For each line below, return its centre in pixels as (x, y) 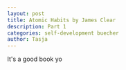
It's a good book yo (35, 59)
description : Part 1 (37, 26)
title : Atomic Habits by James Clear (62, 20)
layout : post (26, 14)
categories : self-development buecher (63, 33)
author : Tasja (28, 40)
